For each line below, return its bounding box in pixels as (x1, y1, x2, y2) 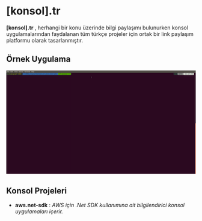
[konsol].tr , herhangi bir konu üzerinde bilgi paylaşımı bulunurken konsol (6, 24, 188, 31)
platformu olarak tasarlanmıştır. (6, 37, 83, 44)
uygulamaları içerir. (14, 208, 63, 215)
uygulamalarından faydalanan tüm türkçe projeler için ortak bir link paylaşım (6, 30, 194, 37)
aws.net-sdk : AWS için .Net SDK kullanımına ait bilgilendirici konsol (14, 201, 185, 208)
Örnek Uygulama (6, 54, 71, 64)
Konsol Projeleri (6, 186, 67, 196)
